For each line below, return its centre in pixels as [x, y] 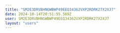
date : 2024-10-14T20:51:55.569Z [38, 14]
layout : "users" [22, 23]
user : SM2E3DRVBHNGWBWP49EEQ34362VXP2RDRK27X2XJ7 [57, 18]
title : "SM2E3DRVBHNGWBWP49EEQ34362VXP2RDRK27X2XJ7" [60, 9]
